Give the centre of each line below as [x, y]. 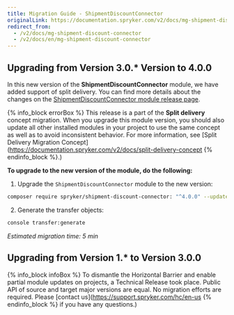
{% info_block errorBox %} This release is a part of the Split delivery [106, 113]
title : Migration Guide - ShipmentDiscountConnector [85, 14]
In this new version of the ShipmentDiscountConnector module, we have [113, 84]
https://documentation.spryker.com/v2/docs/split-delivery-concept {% [111, 150]
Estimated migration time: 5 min [53, 236]
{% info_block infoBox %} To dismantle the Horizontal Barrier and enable [112, 275]
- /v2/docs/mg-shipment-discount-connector [77, 33]
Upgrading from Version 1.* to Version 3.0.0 [104, 258]
